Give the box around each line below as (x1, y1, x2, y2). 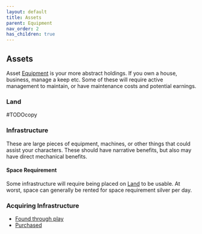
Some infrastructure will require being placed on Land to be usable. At (6, 180, 181, 187)
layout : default (6, 8, 47, 15)
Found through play (14, 215, 64, 223)
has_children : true (6, 31, 55, 37)
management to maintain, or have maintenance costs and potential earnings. (6, 82, 197, 89)
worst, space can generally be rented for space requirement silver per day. (6, 186, 192, 194)
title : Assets (6, 14, 42, 21)
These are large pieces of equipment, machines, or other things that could (6, 140, 191, 147)
